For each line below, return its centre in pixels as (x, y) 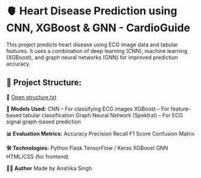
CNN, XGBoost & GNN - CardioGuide (98, 28)
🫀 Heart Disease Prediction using (92, 11)
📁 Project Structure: (44, 83)
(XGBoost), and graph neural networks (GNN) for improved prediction (92, 57)
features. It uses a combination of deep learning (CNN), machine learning (97, 51)
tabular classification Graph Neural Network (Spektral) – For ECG (103, 115)
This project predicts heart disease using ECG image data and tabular (92, 44)
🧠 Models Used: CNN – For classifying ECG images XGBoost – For (88, 109)
